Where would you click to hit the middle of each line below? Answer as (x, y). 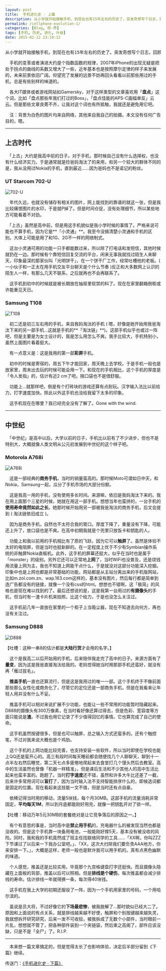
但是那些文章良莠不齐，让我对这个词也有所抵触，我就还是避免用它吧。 (85, 104)
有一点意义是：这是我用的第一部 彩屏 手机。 (53, 353)
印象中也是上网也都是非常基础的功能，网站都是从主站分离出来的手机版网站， (83, 572)
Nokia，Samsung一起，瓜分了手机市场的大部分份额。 (60, 485)
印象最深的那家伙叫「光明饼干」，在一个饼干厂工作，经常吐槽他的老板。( (87, 260)
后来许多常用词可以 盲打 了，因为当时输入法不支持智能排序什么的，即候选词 (81, 781)
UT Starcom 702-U (28, 181)
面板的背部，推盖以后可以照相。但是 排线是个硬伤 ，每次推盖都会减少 (87, 873)
